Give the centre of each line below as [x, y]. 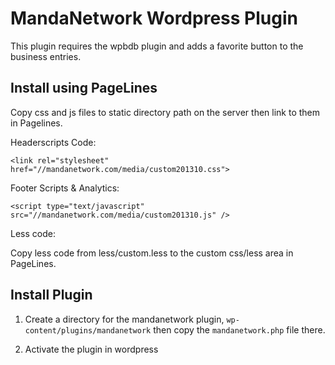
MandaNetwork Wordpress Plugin [154, 18]
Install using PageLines [84, 88]
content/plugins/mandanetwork [88, 330]
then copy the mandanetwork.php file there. [239, 329]
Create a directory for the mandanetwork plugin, [124, 319]
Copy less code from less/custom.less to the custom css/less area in [152, 253]
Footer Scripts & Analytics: [65, 188]
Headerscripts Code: [53, 142]
